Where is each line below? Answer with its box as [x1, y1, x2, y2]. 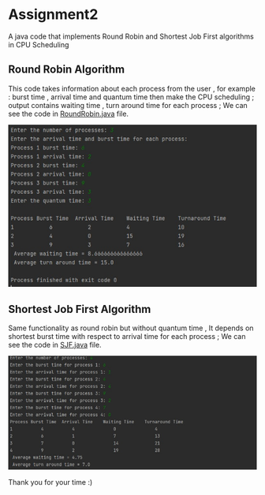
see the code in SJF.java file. [8, 341, 102, 350]
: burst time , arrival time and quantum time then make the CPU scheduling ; [8, 92, 255, 102]
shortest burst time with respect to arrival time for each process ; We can [8, 332, 246, 341]
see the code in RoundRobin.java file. [8, 109, 129, 118]
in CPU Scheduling [8, 39, 69, 49]
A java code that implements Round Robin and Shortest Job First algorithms [8, 32, 254, 41]
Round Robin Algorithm [8, 63, 125, 76]
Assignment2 [8, 6, 99, 24]
